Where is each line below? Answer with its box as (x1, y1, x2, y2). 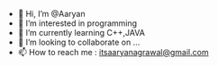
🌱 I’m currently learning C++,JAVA (17, 28, 146, 37)
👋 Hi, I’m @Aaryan (17, 9, 86, 19)
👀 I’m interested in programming (17, 18, 138, 29)
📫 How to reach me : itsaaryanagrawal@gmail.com (17, 47, 209, 57)
